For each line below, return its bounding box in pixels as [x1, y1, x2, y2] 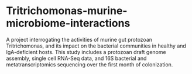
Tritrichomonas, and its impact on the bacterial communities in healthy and [6, 42, 186, 49]
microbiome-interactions [6, 16, 131, 30]
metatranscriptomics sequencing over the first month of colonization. [6, 60, 173, 68]
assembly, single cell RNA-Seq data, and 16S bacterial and [6, 55, 147, 62]
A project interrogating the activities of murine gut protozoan [6, 36, 153, 43]
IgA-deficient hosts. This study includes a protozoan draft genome [6, 48, 166, 55]
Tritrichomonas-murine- [6, 4, 128, 18]
